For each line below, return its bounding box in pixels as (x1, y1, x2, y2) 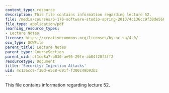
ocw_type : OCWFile (5, 40, 44, 45)
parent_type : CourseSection (5, 49, 64, 54)
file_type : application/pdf (5, 21, 64, 27)
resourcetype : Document (5, 59, 55, 64)
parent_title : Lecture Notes (5, 45, 66, 50)
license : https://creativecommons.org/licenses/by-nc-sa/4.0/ (5, 36, 138, 41)
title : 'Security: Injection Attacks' (5, 63, 87, 68)
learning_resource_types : (5, 26, 59, 31)
